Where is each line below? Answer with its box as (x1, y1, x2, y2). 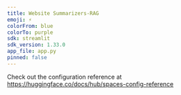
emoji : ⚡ (7, 16, 32, 23)
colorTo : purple (7, 28, 53, 36)
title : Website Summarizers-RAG (7, 9, 99, 17)
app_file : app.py (7, 48, 57, 55)
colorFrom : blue (7, 22, 53, 29)
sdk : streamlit (7, 35, 51, 42)
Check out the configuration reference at (7, 73, 122, 81)
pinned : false (7, 54, 48, 61)
